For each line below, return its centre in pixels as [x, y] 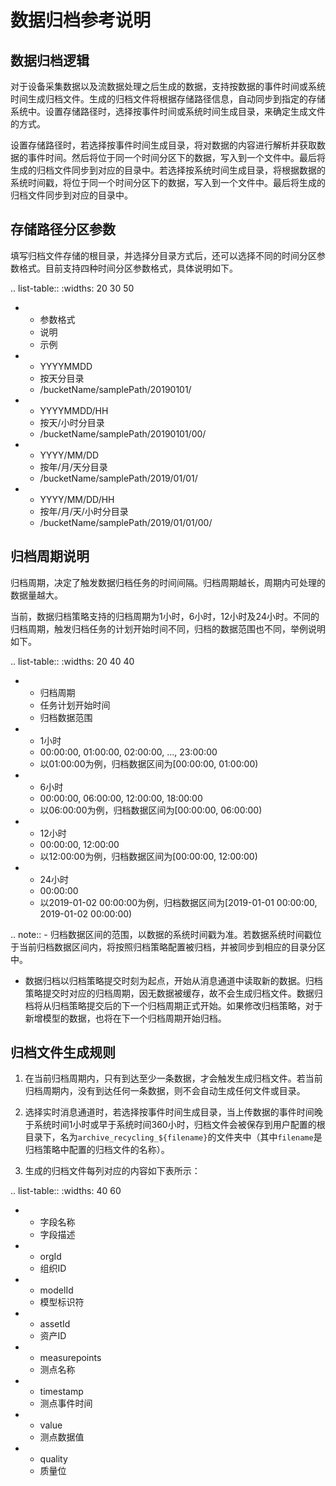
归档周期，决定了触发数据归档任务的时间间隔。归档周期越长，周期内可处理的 [168, 582]
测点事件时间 [66, 1403]
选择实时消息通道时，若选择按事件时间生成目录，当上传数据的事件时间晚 [173, 1112]
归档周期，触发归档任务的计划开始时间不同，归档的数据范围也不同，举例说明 [168, 628]
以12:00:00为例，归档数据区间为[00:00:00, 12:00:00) [148, 856]
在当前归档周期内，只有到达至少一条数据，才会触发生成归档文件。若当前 [173, 1078]
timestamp [61, 1392]
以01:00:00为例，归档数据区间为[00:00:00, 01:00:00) [149, 763]
